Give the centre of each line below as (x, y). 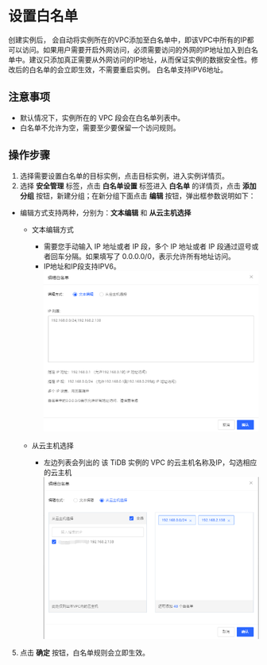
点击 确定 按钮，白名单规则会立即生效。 (84, 653)
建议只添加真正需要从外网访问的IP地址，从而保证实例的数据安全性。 (140, 60)
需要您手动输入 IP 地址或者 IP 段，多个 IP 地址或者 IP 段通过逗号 (147, 246)
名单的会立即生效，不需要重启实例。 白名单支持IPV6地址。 (132, 69)
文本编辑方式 (52, 229)
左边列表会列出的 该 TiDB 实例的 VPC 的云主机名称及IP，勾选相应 (150, 462)
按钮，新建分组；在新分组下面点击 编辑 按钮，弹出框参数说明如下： (145, 195)
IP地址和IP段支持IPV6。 (82, 266)
